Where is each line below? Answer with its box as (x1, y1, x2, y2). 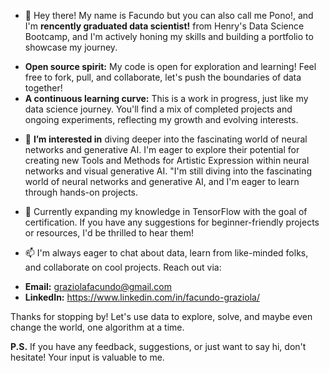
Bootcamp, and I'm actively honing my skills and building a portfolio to (24, 31, 314, 42)
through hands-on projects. (24, 186, 139, 198)
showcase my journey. (24, 41, 118, 53)
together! (24, 82, 63, 94)
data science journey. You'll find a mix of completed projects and (24, 103, 293, 115)
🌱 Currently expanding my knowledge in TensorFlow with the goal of (24, 206, 308, 217)
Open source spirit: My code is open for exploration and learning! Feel (24, 61, 317, 72)
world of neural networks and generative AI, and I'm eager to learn (24, 176, 300, 187)
